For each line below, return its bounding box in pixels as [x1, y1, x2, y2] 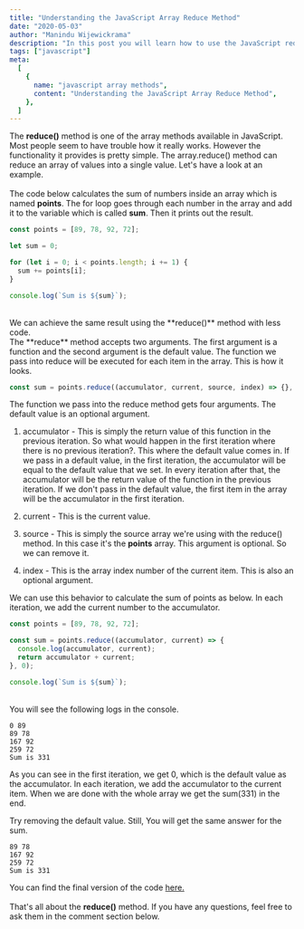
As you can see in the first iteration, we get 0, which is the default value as [9, 769, 287, 780]
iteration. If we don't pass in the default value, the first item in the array [22, 484, 288, 494]
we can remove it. [22, 548, 90, 559]
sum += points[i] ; [17, 266, 88, 275]
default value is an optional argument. [9, 408, 151, 419]
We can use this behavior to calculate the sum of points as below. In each [9, 592, 283, 603]
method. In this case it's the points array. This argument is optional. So [22, 538, 287, 549]
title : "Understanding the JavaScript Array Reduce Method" [9, 13, 242, 23]
